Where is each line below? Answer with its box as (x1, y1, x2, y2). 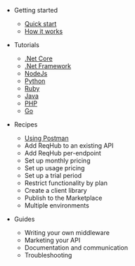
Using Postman (24, 134, 69, 142)
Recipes (13, 120, 38, 129)
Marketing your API (24, 236, 81, 244)
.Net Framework (24, 62, 72, 70)
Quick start (24, 20, 57, 27)
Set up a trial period (24, 172, 82, 179)
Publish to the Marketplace (24, 194, 103, 202)
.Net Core (24, 54, 53, 63)
